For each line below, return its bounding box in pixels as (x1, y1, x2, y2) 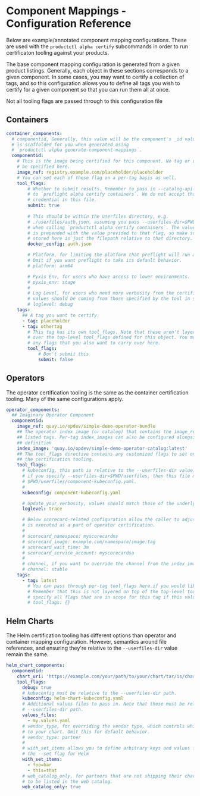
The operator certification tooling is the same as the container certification (6, 388, 189, 396)
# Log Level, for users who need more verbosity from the (27, 290, 174, 296)
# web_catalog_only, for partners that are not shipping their (21, 773, 183, 779)
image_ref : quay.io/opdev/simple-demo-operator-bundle (17, 424, 156, 430)
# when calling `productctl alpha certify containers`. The (27, 224, 180, 230)
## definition (17, 440, 52, 446)
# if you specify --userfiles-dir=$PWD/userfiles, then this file (21, 473, 190, 480)
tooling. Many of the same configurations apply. (6, 395, 124, 402)
